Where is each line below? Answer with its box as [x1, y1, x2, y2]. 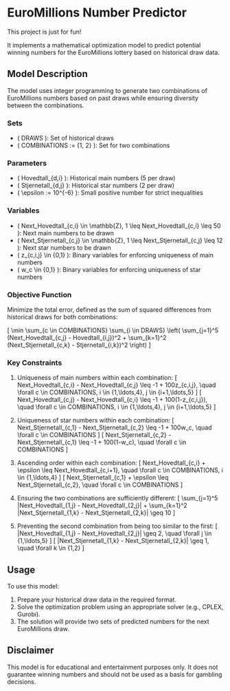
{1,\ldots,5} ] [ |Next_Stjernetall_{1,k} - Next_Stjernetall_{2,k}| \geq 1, [16, 537, 209, 545]
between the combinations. [7, 101, 84, 109]
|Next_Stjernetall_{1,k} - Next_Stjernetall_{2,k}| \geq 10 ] [16, 509, 176, 517]
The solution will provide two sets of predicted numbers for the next [16, 617, 209, 626]
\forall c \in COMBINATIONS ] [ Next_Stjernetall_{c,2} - [16, 431, 172, 439]
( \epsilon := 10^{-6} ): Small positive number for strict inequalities [16, 189, 204, 197]
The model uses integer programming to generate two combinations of [7, 86, 208, 94]
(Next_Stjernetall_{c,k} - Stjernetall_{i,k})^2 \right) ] [7, 341, 151, 349]
